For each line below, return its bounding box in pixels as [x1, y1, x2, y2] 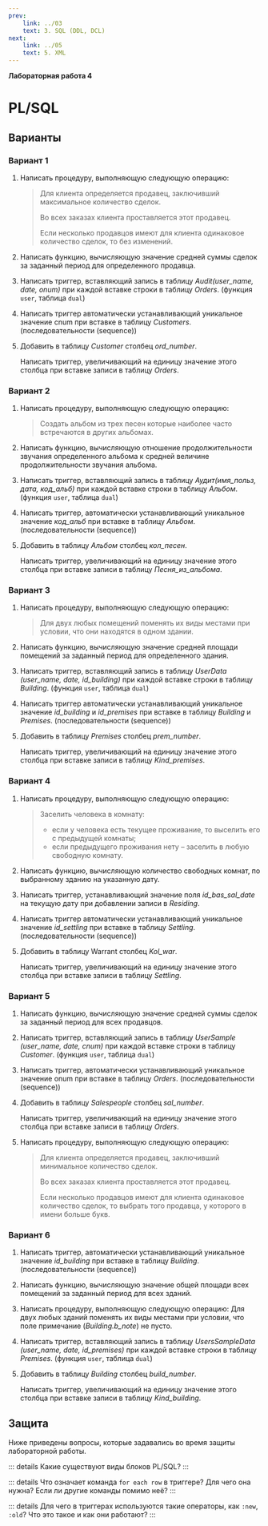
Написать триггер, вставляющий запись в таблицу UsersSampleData [19, 1337, 256, 1347]
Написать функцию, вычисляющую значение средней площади [19, 642, 238, 652]
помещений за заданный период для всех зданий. [19, 1289, 192, 1299]
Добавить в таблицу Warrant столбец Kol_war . [19, 946, 178, 956]
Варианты [8, 131, 62, 144]
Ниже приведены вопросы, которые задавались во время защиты [8, 1438, 236, 1447]
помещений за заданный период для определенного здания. [19, 650, 230, 661]
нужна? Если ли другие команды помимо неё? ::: [8, 1486, 176, 1496]
